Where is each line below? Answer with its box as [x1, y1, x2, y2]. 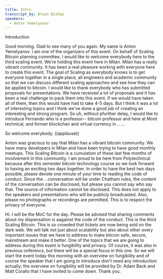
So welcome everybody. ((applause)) [5, 130, 79, 136]
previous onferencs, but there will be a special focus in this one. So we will [5, 248, 155, 254]
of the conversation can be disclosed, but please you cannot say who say [5, 181, 153, 187]
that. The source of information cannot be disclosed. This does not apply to [5, 186, 157, 192]
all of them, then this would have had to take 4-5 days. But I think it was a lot [5, 100, 158, 106]
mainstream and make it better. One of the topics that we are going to [5, 237, 145, 243]
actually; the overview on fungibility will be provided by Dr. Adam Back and [5, 263, 155, 269]
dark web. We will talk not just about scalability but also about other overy [5, 227, 153, 233]
